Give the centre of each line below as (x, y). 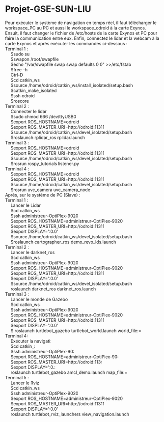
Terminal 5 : (17, 377)
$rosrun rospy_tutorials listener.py (45, 164)
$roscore (20, 101)
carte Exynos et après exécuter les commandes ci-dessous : (66, 43)
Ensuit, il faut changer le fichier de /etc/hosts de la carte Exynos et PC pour (81, 33)
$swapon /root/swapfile (35, 59)
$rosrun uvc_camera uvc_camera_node (51, 190)
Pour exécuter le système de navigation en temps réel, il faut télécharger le (81, 23)
